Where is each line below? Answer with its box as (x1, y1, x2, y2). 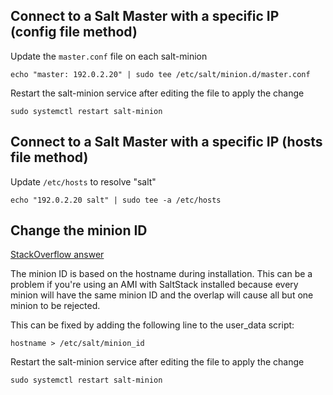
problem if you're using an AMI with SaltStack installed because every (10, 279, 299, 291)
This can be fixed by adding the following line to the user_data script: (10, 319, 295, 331)
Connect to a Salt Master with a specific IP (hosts (10, 134, 323, 151)
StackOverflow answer (10, 249, 105, 261)
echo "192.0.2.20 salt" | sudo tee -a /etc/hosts (10, 195, 222, 205)
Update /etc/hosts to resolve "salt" (10, 175, 157, 188)
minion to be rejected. (10, 300, 101, 312)
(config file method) (10, 24, 138, 41)
